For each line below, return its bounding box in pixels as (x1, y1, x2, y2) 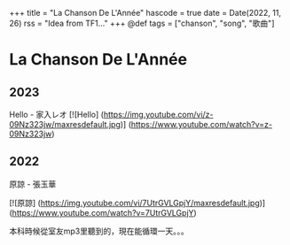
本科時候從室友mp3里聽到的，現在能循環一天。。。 (9, 226, 189, 236)
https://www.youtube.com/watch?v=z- (130, 119, 273, 129)
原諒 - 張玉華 (9, 179, 57, 189)
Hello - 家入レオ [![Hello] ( (9, 110, 105, 119)
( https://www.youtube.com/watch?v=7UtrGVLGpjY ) (9, 207, 197, 218)
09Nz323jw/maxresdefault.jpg (9, 119, 121, 129)
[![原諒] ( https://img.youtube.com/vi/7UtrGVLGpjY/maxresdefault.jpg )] (9, 197, 266, 208)
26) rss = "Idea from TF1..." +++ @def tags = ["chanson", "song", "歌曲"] (9, 18, 275, 28)
